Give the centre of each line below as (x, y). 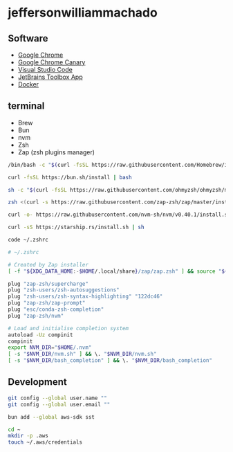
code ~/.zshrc (28, 240)
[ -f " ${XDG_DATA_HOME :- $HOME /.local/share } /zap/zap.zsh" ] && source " (115, 271)
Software (28, 38)
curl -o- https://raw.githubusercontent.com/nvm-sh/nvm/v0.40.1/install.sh (119, 215)
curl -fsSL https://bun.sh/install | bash (70, 177)
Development (38, 382)
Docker (28, 84)
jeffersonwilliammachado (83, 13)
